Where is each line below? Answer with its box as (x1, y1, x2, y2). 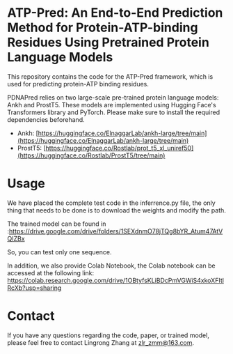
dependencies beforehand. (7, 115, 85, 123)
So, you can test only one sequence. (7, 247, 112, 256)
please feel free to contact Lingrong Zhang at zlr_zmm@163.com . (7, 338, 195, 346)
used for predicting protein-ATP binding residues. (7, 79, 150, 88)
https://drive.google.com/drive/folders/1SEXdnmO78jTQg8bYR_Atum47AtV (9, 226, 223, 235)
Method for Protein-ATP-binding (7, 20, 198, 36)
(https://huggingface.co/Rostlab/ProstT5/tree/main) (17, 151, 166, 160)
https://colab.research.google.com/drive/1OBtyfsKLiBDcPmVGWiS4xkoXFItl (7, 276, 225, 284)
